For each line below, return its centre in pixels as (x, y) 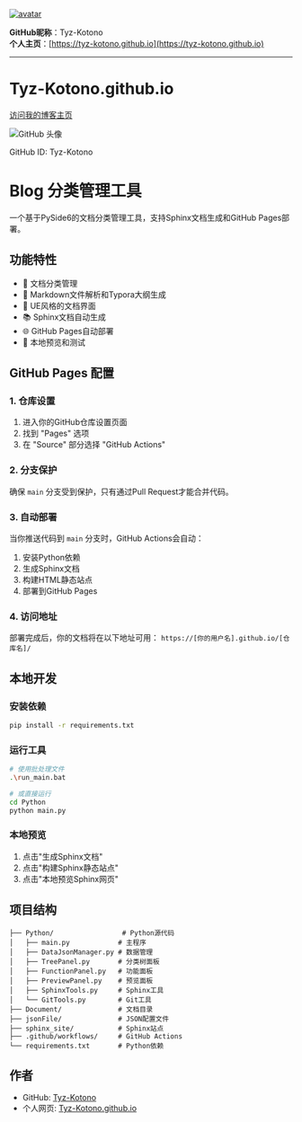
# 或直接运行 (30, 794)
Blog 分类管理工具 (75, 191)
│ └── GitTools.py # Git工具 (80, 1000)
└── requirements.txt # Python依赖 (87, 1046)
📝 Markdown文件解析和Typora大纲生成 (94, 294)
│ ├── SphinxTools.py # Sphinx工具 (87, 990)
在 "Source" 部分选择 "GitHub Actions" (94, 445)
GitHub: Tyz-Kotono (59, 1098)
